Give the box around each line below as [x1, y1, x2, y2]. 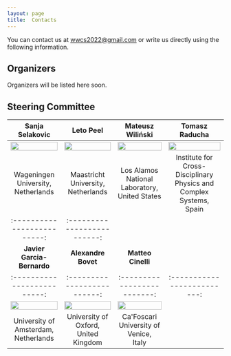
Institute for [175, 153, 213, 163]
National [126, 174, 153, 184]
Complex [179, 187, 209, 197]
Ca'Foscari [122, 312, 157, 322]
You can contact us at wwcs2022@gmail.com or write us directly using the [7, 35, 219, 43]
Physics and [175, 178, 214, 188]
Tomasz [181, 121, 208, 131]
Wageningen [13, 170, 55, 180]
